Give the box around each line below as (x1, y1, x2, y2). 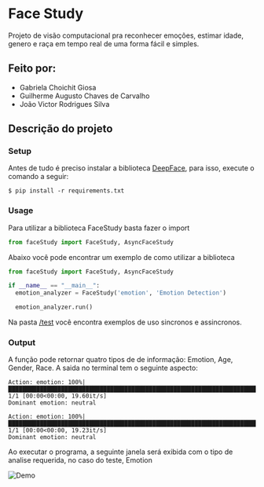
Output (8, 337, 36, 348)
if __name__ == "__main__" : (8, 282, 101, 290)
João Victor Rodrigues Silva (19, 99, 110, 108)
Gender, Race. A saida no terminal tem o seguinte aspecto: (8, 363, 198, 373)
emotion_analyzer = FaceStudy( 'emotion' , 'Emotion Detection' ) (15, 289, 226, 297)
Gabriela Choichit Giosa (19, 82, 97, 92)
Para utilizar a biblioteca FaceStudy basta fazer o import (8, 223, 190, 233)
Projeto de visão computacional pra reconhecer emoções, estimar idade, (8, 31, 244, 40)
